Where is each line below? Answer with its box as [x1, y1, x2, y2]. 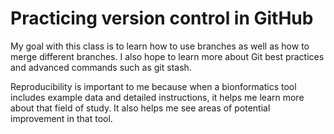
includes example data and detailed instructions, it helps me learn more [10, 91, 305, 103]
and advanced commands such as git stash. [10, 61, 192, 73]
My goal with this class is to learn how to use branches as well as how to [10, 40, 310, 52]
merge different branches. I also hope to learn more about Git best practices [10, 50, 325, 62]
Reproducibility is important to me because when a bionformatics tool [10, 80, 297, 92]
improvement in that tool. [10, 112, 113, 124]
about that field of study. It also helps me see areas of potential [10, 102, 271, 114]
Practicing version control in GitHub [10, 7, 314, 30]
